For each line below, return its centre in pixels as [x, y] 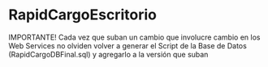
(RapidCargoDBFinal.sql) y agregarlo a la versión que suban [108, 54]
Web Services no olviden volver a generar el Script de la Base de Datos [128, 45]
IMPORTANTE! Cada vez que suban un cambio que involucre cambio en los [134, 37]
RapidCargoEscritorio [82, 15]
